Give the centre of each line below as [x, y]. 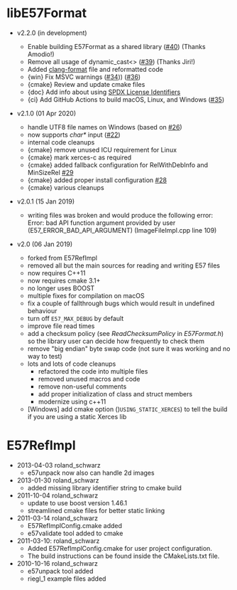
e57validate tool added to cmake [75, 533]
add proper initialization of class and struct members [115, 394]
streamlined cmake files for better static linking [96, 510]
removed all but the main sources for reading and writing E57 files [124, 265]
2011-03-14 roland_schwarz [57, 518]
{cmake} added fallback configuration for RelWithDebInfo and [118, 164]
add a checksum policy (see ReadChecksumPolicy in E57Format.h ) [126, 333]
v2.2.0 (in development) [52, 33]
